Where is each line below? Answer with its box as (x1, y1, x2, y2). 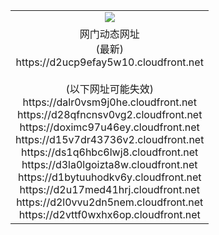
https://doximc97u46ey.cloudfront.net (19, 120, 200, 134)
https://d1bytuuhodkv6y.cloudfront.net (17, 170, 202, 184)
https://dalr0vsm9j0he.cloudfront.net (22, 95, 197, 109)
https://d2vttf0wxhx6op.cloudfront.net (18, 207, 201, 221)
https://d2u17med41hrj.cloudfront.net (19, 182, 200, 196)
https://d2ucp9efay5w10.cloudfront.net (15, 55, 204, 69)
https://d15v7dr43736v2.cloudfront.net (15, 132, 205, 146)
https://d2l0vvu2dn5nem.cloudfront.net (16, 195, 204, 209)
